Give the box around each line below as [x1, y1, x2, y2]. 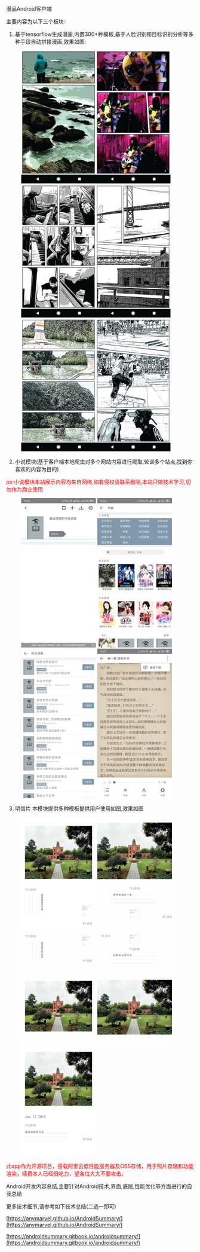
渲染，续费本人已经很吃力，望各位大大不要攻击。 [6, 1170, 127, 1177]
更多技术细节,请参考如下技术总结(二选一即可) [6, 1203, 116, 1210]
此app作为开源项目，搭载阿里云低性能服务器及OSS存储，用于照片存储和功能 [6, 1162, 194, 1170]
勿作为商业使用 [6, 486, 43, 493]
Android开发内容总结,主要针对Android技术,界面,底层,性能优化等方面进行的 [6, 1183, 187, 1190]
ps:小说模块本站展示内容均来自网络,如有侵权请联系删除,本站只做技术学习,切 [6, 478, 191, 485]
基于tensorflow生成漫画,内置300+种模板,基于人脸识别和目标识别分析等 [14, 30, 189, 38]
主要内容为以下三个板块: [6, 18, 66, 25]
